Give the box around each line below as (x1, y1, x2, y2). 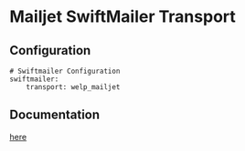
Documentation (9, 107, 101, 123)
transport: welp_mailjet (26, 83, 121, 92)
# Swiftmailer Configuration (9, 66, 121, 75)
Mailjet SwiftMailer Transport (9, 6, 236, 27)
